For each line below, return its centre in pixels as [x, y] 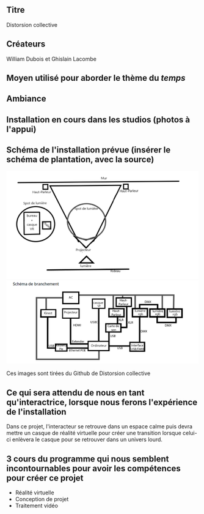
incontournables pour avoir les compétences [94, 468]
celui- [190, 433]
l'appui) [21, 129]
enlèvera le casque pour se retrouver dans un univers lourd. [87, 439]
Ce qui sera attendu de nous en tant [75, 393]
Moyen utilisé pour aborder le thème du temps [96, 78]
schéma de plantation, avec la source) [80, 159]
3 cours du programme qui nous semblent [88, 459]
